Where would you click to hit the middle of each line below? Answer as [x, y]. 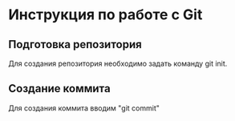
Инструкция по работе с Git [105, 15]
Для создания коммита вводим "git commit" [84, 108]
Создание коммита [59, 89]
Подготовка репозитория [75, 44]
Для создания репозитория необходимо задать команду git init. [118, 63]
